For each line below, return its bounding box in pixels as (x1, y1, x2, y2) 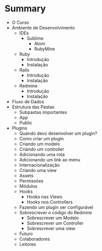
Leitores (19, 241, 36, 247)
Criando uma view (19, 167, 57, 173)
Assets (19, 172, 34, 178)
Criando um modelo (19, 141, 60, 147)
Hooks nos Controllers (26, 199, 73, 205)
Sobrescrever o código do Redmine (19, 209, 93, 215)
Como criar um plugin (19, 135, 64, 142)
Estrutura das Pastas (11, 104, 55, 110)
